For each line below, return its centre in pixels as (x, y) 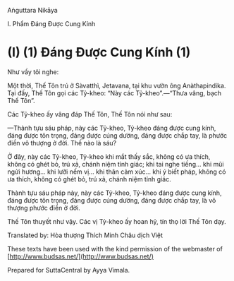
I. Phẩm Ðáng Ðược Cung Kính (51, 24)
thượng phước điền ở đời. (44, 208)
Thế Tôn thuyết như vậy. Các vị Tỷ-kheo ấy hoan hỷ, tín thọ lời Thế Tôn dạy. (117, 221)
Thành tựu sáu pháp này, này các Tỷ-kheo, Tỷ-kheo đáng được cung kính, (115, 193)
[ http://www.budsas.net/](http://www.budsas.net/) (80, 256)
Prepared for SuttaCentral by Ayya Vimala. (69, 270)
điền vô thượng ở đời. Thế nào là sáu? (62, 143)
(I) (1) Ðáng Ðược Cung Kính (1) (99, 53)
